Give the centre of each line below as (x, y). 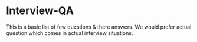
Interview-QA (40, 11)
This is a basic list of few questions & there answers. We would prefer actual (99, 27)
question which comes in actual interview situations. (70, 33)
